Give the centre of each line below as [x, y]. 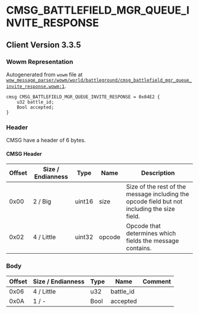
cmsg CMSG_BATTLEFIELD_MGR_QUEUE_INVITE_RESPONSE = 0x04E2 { [83, 97]
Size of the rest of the [156, 187]
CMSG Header [24, 154]
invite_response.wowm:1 [36, 87]
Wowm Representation [40, 62]
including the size [151, 209]
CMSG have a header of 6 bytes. [46, 140]
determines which [151, 234]
